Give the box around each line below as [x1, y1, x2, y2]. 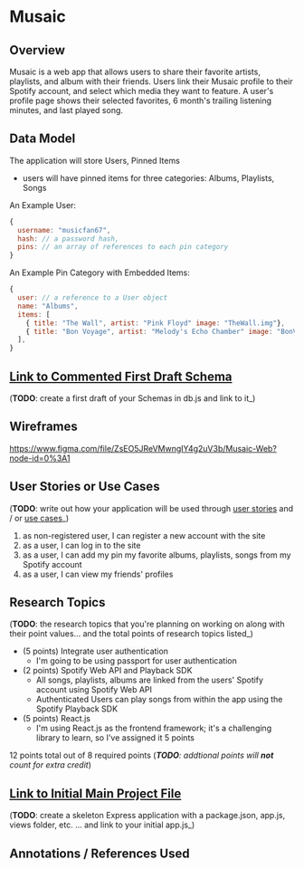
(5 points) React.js [22, 713, 91, 724]
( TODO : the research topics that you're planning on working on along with [9, 618, 285, 630]
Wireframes [9, 419, 79, 434]
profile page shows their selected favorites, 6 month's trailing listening [9, 95, 272, 106]
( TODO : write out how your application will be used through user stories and [9, 502, 294, 513]
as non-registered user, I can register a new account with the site [22, 530, 266, 540]
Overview [9, 43, 66, 58]
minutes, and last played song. [9, 105, 124, 115]
